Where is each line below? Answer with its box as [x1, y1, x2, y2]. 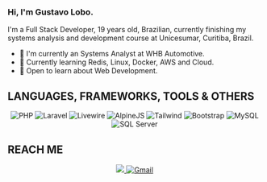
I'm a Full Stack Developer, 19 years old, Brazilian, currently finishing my [7, 25, 247, 35]
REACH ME [7, 143, 64, 156]
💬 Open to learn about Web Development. [19, 66, 158, 76]
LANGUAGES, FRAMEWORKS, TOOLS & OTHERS [7, 89, 255, 103]
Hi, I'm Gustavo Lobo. [7, 6, 94, 18]
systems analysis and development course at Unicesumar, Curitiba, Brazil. [7, 33, 254, 43]
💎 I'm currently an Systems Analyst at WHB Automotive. [19, 49, 205, 59]
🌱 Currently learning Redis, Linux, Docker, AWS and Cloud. [19, 57, 215, 67]
